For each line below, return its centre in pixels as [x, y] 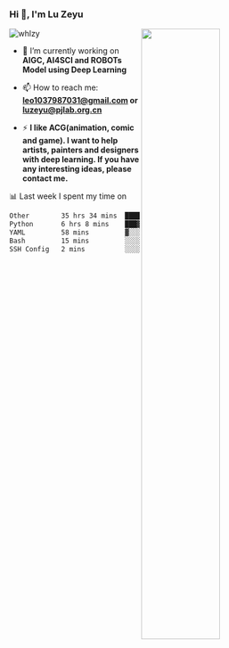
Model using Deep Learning [74, 70]
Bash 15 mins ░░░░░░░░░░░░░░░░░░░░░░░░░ [117, 241]
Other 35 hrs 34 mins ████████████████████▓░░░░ [117, 216]
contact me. [45, 178]
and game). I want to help [70, 141]
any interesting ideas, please [77, 169]
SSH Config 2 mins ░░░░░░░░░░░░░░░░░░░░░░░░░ [117, 249]
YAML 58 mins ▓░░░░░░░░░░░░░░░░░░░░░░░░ [117, 233]
